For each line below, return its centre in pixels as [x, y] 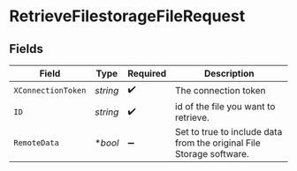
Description [229, 74]
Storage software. [212, 154]
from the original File [218, 143]
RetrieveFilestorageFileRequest [127, 16]
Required [147, 74]
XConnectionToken [50, 90]
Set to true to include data [229, 132]
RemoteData [36, 143]
